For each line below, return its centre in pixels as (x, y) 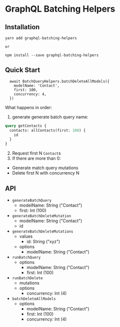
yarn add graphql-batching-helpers (41, 38)
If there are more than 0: (36, 158)
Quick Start (23, 70)
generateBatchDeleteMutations (43, 231)
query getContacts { (26, 126)
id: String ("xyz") (43, 241)
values (26, 236)
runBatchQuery (26, 257)
